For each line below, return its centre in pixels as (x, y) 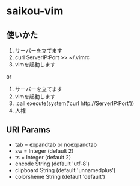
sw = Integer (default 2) (44, 151)
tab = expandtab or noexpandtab (56, 144)
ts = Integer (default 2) (43, 157)
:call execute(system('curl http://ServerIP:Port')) (75, 103)
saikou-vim (35, 11)
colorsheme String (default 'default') (60, 176)
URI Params (28, 130)
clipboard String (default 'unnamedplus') (65, 170)
